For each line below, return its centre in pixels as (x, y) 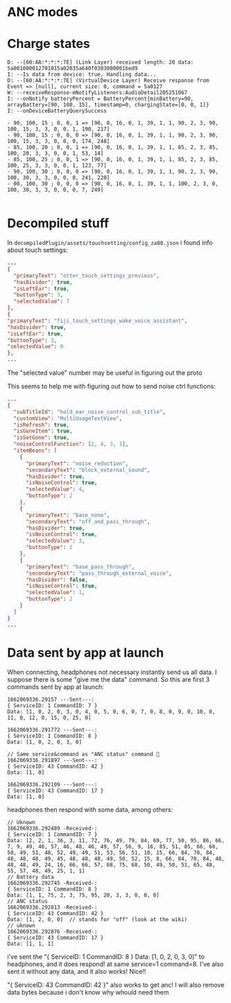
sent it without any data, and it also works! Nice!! (77, 971)
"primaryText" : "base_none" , (68, 515)
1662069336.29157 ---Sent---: (51, 699)
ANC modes (43, 12)
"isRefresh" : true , (42, 425)
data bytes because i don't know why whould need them (88, 992)
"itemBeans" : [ (35, 451)
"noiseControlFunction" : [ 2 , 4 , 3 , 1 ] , (71, 444)
